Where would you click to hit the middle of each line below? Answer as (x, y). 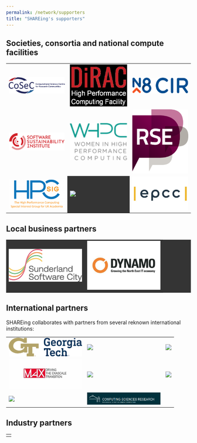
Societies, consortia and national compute (85, 43)
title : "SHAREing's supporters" (45, 19)
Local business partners (51, 229)
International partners (47, 308)
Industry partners (39, 423)
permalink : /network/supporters (45, 12)
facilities (22, 52)
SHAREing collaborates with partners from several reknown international (94, 322)
